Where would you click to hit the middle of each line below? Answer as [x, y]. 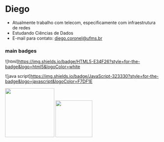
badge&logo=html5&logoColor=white [43, 67]
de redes [21, 27]
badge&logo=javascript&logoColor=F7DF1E [49, 81]
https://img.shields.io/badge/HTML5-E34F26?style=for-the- [79, 62]
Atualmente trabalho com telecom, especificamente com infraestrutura [84, 23]
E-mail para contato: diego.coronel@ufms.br [57, 38]
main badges [21, 51]
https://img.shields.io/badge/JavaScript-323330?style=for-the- [95, 76]
